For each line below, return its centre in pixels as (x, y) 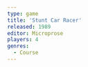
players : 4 (23, 40)
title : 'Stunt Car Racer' (44, 20)
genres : (18, 46)
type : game (23, 14)
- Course (26, 53)
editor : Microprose (35, 33)
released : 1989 (29, 27)
